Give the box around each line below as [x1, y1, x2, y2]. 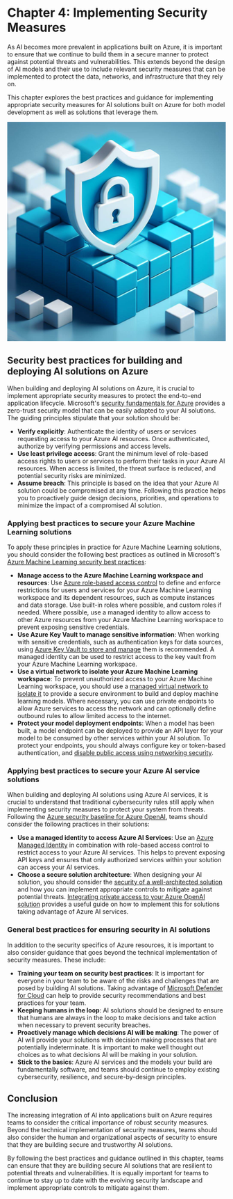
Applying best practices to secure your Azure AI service [7, 765, 200, 775]
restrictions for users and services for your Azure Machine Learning [17, 586, 212, 594]
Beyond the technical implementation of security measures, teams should [7, 1126, 218, 1134]
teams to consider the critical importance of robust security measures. [7, 1118, 209, 1127]
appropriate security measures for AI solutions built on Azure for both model [7, 100, 225, 109]
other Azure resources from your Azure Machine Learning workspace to [17, 616, 224, 624]
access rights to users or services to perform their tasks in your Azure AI [17, 456, 225, 465]
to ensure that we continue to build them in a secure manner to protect [7, 50, 209, 58]
